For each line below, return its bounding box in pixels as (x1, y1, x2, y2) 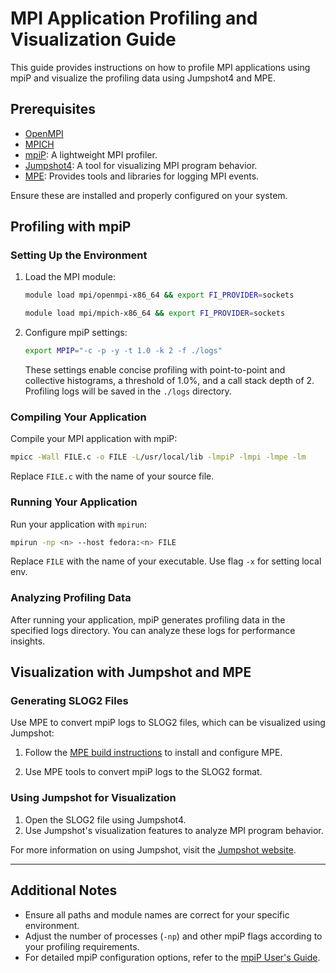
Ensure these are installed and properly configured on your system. (10, 189, 288, 201)
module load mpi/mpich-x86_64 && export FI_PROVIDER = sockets (24, 308, 286, 319)
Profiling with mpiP (10, 218, 132, 236)
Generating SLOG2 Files (10, 694, 129, 708)
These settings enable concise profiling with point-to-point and (24, 364, 286, 376)
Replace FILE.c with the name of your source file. (10, 470, 215, 482)
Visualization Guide (10, 28, 177, 51)
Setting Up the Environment (10, 248, 148, 262)
